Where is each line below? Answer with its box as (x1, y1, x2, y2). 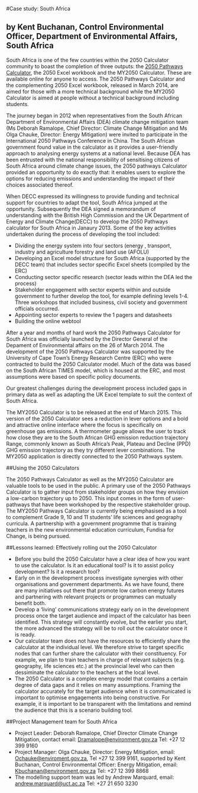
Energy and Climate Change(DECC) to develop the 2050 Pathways (6, 218, 168, 225)
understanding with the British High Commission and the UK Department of (6, 212, 189, 219)
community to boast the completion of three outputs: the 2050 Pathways (6, 62, 183, 70)
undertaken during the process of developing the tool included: (6, 231, 160, 238)
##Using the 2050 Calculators (6, 464, 80, 471)
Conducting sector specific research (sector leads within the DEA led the (14, 273, 193, 280)
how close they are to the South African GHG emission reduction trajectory (6, 434, 189, 441)
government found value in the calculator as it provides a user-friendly (6, 143, 178, 151)
